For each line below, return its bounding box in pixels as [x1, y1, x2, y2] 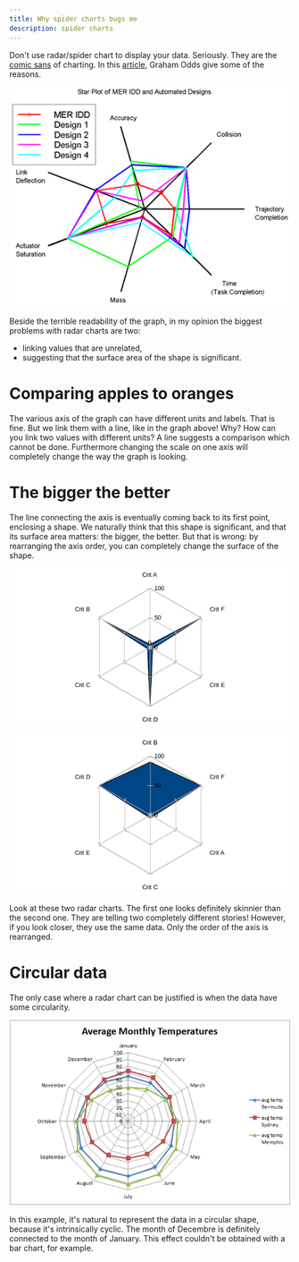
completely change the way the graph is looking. [9, 451, 188, 462]
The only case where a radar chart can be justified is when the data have [9, 992, 278, 1003]
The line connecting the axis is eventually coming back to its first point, [9, 512, 270, 522]
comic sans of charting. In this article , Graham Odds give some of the [9, 59, 265, 70]
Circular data [9, 962, 108, 983]
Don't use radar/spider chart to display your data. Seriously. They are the [9, 49, 278, 60]
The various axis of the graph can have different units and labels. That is [9, 412, 275, 424]
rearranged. [9, 931, 54, 943]
